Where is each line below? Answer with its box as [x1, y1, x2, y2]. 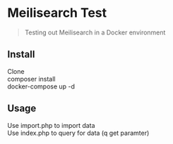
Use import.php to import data [7, 121, 95, 129]
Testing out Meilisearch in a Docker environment [24, 28, 166, 37]
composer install [7, 74, 56, 83]
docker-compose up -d [7, 82, 76, 91]
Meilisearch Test [7, 5, 107, 21]
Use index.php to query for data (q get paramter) [7, 129, 150, 137]
